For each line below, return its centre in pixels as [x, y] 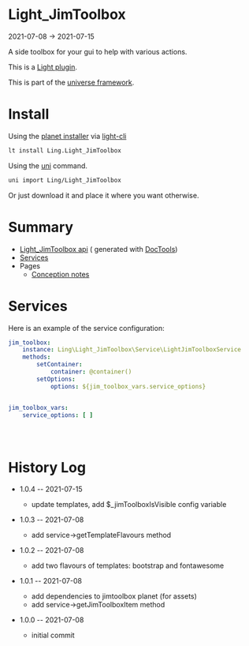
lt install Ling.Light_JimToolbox [65, 150]
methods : [37, 357]
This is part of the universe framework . [71, 82]
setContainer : [59, 365]
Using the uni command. [48, 165]
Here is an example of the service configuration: [86, 328]
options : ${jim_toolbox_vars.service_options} [128, 386]
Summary [41, 227]
